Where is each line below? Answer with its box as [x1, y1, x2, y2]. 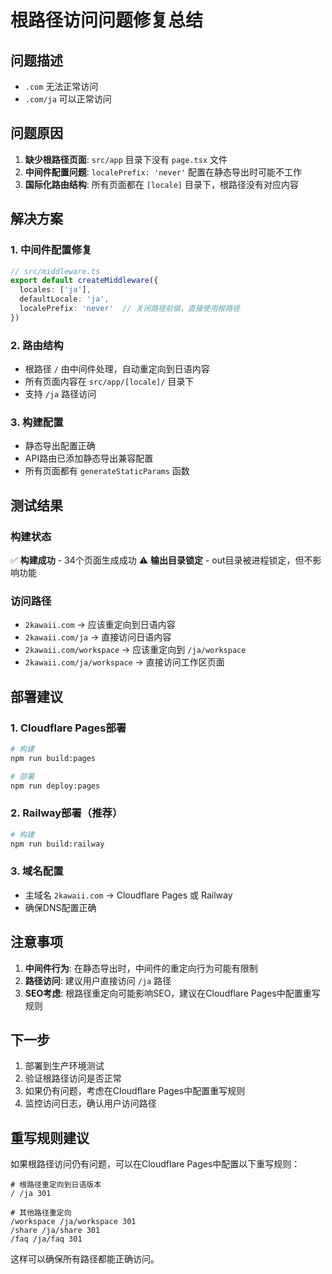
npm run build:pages [10, 753, 97, 763]
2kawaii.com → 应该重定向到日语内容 [24, 619, 176, 631]
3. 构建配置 [10, 415, 64, 429]
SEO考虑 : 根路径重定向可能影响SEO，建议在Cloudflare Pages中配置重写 [24, 987, 321, 999]
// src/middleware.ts [10, 266, 101, 276]
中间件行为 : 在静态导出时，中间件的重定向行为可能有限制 [24, 962, 258, 974]
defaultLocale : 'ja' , [19, 294, 110, 305]
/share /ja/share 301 [10, 1226, 101, 1236]
